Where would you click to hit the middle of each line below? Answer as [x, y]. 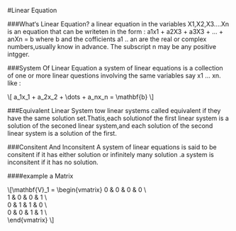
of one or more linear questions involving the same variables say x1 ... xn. [114, 75]
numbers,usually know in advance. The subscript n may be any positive [112, 47]
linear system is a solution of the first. [62, 133]
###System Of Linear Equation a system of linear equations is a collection [115, 68]
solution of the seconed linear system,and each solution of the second [110, 126]
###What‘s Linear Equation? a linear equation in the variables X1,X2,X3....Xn [118, 24]
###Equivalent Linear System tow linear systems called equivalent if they [114, 111]
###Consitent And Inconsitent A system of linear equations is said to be [112, 147]
